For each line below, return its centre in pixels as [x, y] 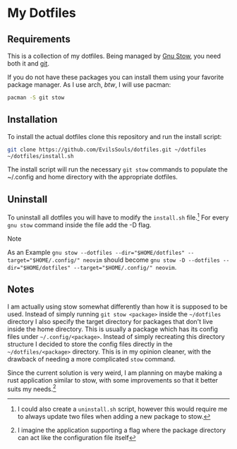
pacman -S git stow [36, 97]
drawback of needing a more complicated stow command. [92, 359]
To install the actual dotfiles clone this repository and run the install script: [115, 136]
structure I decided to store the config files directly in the [90, 344]
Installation [32, 120]
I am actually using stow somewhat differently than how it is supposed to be [117, 306]
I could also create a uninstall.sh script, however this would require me [122, 409]
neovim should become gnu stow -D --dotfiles [151, 260]
